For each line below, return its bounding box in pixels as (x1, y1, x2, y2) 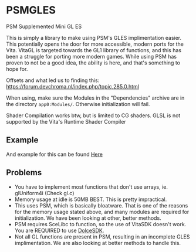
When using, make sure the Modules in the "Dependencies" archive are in (6, 94, 185, 101)
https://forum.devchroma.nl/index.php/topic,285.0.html (6, 83, 140, 90)
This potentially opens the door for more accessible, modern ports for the (6, 40, 184, 47)
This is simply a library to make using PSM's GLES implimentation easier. (6, 34, 182, 41)
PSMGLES (6, 4, 56, 17)
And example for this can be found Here (6, 151, 103, 158)
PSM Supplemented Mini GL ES (6, 23, 82, 30)
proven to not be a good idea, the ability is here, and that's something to (6, 59, 181, 66)
